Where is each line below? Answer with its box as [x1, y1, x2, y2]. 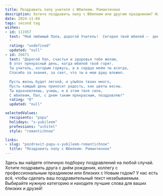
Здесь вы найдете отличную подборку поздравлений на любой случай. [5, 160, 154, 165]
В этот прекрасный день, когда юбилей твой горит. [9, 61, 114, 66]
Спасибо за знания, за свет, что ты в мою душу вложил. [9, 70, 125, 75]
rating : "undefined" [9, 43, 51, 48]
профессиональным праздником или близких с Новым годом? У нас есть [5, 170, 158, 176]
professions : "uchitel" [9, 124, 57, 129]
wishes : [5, 25, 21, 30]
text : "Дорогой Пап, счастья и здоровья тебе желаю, [9, 57, 118, 62]
